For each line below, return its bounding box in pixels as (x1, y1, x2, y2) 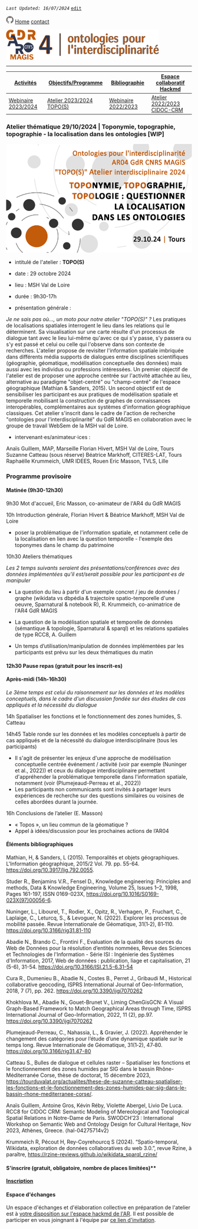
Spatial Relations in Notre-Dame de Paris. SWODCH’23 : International (6, 1114, 174, 1121)
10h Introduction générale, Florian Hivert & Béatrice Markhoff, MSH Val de (6, 511, 185, 518)
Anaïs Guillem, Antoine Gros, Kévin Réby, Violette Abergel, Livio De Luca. (6, 1102, 183, 1109)
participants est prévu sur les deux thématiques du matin (14, 648, 153, 655)
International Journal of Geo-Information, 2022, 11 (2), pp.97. (6, 1011, 153, 1018)
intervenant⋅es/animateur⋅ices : (14, 433, 91, 440)
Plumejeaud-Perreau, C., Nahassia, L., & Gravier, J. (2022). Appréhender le (6, 1029, 188, 1036)
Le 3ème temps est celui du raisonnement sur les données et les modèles (6, 688, 185, 696)
